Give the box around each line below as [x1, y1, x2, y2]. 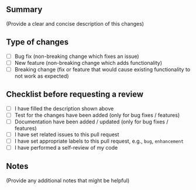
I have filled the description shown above [14, 105, 114, 112]
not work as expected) [14, 72, 69, 80]
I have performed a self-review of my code [14, 144, 118, 151]
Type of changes [6, 37, 69, 47]
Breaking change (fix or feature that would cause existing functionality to [14, 65, 191, 72]
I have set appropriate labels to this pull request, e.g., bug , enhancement [14, 137, 184, 144]
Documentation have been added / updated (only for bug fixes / [14, 118, 169, 125]
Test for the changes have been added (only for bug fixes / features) [14, 111, 180, 119]
